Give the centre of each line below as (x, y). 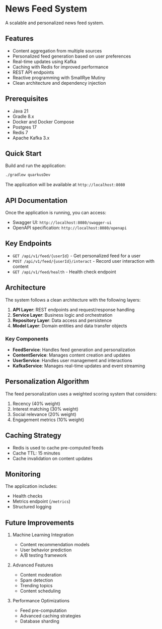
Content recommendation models (55, 545)
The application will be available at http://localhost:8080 (65, 185)
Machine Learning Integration (43, 535)
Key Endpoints (28, 243)
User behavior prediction (46, 550)
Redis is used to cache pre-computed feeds (58, 447)
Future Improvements (40, 523)
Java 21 (20, 111)
